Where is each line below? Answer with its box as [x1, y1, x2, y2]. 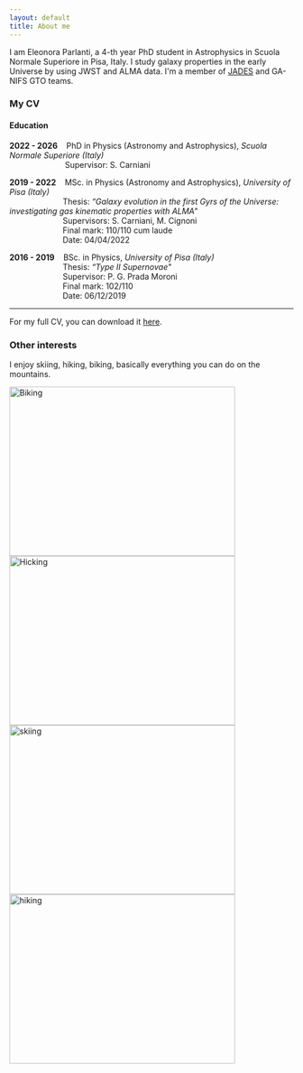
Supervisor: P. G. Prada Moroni [62, 271, 178, 282]
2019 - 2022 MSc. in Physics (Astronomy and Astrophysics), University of [9, 177, 291, 188]
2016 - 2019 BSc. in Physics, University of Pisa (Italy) [9, 252, 215, 263]
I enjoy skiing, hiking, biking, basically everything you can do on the [9, 358, 261, 370]
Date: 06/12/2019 [62, 290, 126, 301]
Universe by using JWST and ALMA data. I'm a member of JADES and [9, 65, 271, 77]
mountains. [9, 368, 51, 379]
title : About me [9, 22, 70, 31]
